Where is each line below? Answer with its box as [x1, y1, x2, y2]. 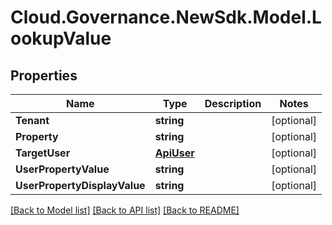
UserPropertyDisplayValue [15, 179, 146, 192]
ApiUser [154, 146, 195, 160]
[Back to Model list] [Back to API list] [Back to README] [10, 204, 240, 216]
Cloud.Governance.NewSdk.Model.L [10, 6, 322, 29]
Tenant [15, 114, 50, 127]
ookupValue [10, 27, 112, 50]
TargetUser [15, 146, 71, 160]
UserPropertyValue [15, 162, 110, 176]
